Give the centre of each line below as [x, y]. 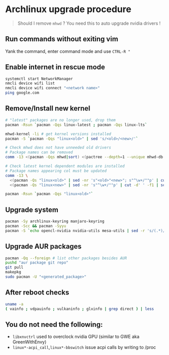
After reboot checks [37, 293]
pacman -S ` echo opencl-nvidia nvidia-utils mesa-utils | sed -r [75, 230]
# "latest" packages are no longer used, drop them [60, 120]
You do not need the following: [54, 324]
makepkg [13, 272]
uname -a [14, 304]
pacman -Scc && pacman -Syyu [36, 226]
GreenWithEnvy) [29, 342]
